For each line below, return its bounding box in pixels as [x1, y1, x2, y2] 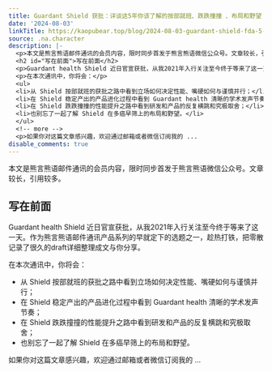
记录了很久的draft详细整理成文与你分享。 [8, 242, 145, 252]
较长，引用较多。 [8, 173, 66, 183]
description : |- [8, 42, 63, 50]
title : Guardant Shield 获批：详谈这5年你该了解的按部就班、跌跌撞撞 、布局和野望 [8, 11, 262, 20]
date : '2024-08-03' [8, 19, 74, 28]
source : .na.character [8, 34, 85, 43]
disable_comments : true [8, 139, 89, 148]
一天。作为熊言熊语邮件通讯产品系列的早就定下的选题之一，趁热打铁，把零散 [8, 233, 264, 242]
